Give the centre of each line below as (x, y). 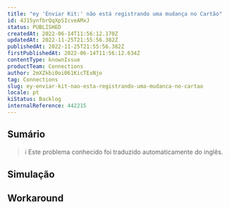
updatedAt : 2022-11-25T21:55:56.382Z (63, 40)
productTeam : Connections (45, 66)
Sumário (26, 135)
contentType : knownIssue (44, 60)
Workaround (36, 198)
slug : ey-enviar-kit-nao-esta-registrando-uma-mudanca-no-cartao (105, 86)
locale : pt (23, 92)
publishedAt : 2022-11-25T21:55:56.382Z (66, 47)
